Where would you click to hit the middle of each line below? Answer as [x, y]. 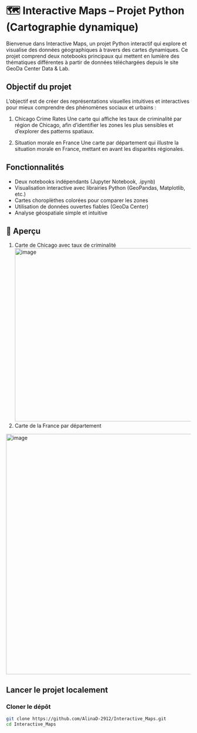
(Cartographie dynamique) [72, 27]
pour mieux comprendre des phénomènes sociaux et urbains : [81, 107]
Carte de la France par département [58, 426]
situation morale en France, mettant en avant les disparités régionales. [99, 149]
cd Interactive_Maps [31, 724]
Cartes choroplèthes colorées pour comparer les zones [81, 200]
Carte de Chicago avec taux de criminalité [65, 245]
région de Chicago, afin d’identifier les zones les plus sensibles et [94, 125]
